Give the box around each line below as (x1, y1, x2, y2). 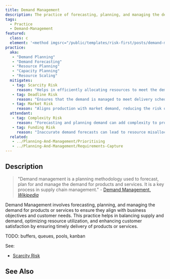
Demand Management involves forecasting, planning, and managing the (5, 202, 155, 208)
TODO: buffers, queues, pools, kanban (5, 233, 86, 239)
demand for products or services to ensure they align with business (5, 207, 146, 213)
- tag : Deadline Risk (12, 92, 58, 97)
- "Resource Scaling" (12, 73, 58, 78)
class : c (10, 36, 28, 41)
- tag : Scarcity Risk (12, 82, 58, 87)
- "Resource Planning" (12, 64, 60, 69)
